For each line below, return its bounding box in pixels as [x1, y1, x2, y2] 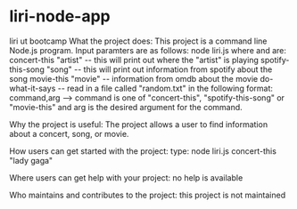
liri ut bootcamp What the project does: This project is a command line [9, 36, 268, 46]
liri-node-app [9, 6, 111, 27]
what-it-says [9, 83, 56, 93]
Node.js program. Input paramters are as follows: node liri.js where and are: [9, 44, 287, 55]
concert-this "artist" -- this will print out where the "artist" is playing [9, 54, 259, 65]
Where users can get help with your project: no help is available [9, 172, 243, 183]
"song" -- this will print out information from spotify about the [45, 64, 273, 75]
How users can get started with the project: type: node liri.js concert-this [9, 145, 276, 157]
